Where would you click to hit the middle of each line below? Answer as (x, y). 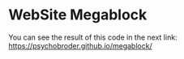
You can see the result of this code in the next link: (93, 37)
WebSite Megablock (78, 15)
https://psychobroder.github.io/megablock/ (80, 45)
